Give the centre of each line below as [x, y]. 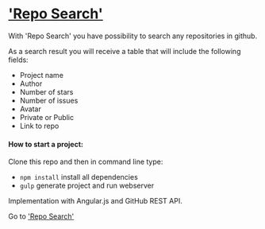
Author [31, 83]
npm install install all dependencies [79, 177]
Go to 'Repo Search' [41, 216]
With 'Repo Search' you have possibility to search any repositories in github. [133, 36]
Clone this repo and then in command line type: [86, 162]
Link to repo [39, 126]
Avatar [30, 109]
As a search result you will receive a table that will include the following [125, 51]
